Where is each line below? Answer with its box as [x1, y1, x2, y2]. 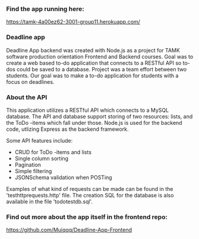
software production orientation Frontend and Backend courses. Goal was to [6, 53, 194, 60]
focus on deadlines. [6, 78, 55, 85]
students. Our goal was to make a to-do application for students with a [6, 72, 179, 79]
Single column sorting [14, 155, 69, 162]
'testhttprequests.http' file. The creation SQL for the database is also [6, 191, 174, 199]
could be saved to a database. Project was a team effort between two [17, 65, 187, 73]
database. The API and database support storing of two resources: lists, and [6, 112, 193, 120]
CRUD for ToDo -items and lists [14, 148, 92, 156]
